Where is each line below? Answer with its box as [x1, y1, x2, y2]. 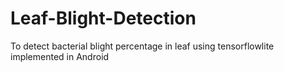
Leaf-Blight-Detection [10, 7, 197, 30]
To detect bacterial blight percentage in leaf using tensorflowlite [10, 40, 275, 52]
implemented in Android [10, 50, 110, 62]
